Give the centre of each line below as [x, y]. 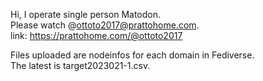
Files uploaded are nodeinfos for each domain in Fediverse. [132, 55]
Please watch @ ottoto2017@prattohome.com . [105, 25]
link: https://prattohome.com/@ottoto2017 [96, 35]
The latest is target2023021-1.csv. [80, 65]
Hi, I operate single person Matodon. [86, 14]
